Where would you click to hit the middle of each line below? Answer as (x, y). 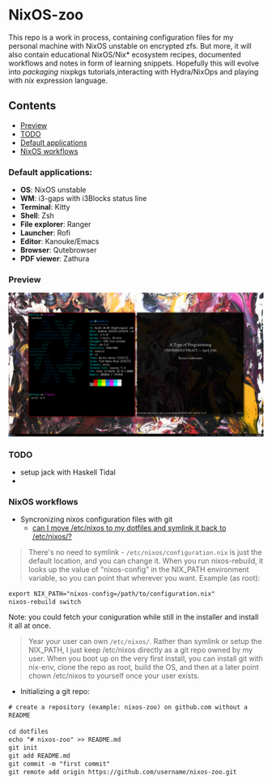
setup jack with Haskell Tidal (68, 472)
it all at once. (30, 626)
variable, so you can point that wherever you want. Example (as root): (144, 578)
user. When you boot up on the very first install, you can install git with (145, 658)
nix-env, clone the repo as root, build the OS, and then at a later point (143, 667)
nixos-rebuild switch (45, 602)
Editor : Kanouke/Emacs (59, 241)
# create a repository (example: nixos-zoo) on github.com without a (128, 707)
